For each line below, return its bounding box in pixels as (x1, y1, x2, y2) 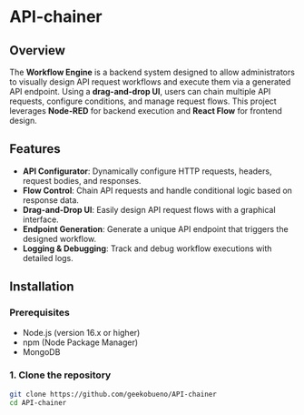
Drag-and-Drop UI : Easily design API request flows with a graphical (22, 204, 276, 215)
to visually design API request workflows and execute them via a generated (9, 76, 291, 87)
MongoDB (22, 346, 61, 357)
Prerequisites (9, 307, 70, 319)
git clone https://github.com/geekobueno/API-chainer (9, 390, 218, 399)
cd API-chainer (9, 398, 67, 407)
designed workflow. (22, 233, 97, 244)
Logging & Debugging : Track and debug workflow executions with (22, 243, 272, 254)
